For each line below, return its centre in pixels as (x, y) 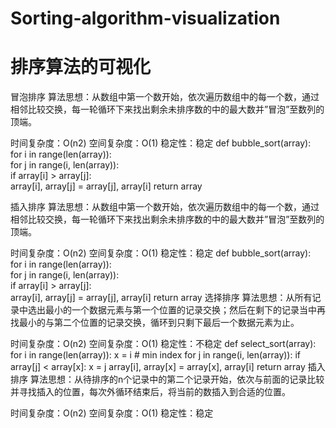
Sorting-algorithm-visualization (145, 18)
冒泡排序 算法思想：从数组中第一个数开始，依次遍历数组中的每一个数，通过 (165, 97)
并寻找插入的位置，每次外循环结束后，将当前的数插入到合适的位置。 (150, 392)
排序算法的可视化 (81, 67)
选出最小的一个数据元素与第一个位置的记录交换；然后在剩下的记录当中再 (176, 310)
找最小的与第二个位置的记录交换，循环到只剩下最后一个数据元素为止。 (155, 323)
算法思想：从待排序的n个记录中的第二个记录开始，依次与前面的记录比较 (177, 379)
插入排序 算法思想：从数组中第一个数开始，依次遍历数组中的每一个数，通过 (165, 207)
